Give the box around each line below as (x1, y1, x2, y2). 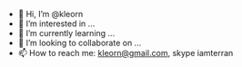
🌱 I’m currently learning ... (17, 28, 116, 38)
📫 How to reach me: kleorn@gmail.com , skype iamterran (17, 48, 234, 58)
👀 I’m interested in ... (17, 18, 96, 29)
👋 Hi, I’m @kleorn (17, 9, 84, 19)
